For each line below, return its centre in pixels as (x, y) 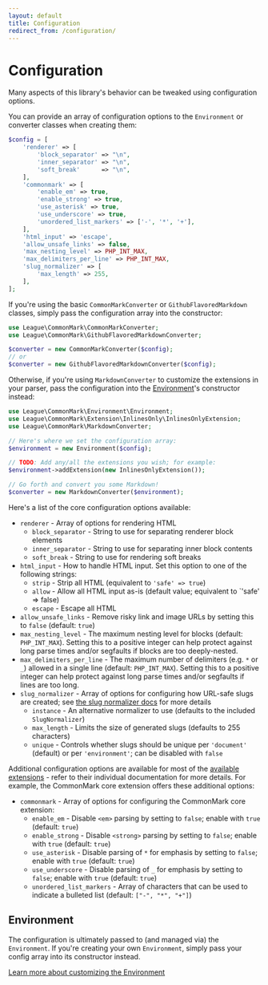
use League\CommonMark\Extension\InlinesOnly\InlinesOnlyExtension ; (125, 419)
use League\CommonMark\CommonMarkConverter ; (84, 327)
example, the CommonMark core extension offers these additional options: (131, 785)
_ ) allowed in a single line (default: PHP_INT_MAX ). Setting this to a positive (140, 667)
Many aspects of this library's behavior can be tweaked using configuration (133, 92)
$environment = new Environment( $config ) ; (80, 448)
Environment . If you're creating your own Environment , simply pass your (125, 948)
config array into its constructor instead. (74, 956)
